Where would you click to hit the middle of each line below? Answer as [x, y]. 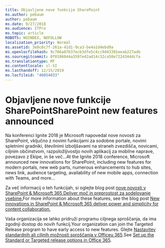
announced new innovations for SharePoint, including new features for [78, 162]
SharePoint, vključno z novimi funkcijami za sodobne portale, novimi [76, 141]
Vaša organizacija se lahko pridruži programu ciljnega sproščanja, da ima [81, 218]
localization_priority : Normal [38, 43]
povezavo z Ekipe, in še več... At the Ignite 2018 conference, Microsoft [77, 157]
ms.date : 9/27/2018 [26, 24]
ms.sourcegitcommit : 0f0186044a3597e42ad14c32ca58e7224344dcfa [73, 56]
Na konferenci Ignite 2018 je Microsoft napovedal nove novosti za [73, 135]
